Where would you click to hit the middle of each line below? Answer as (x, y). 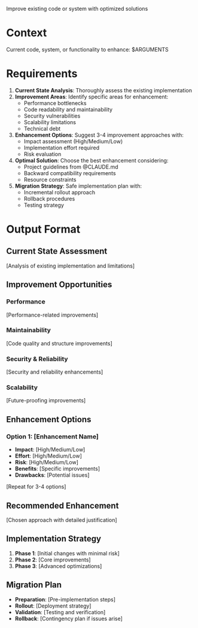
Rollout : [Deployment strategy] (53, 606)
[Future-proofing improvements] (46, 401)
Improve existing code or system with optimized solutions (77, 9)
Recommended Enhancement (63, 505)
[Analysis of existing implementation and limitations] (71, 266)
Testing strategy (44, 205)
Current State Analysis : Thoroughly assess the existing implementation (103, 90)
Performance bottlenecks (55, 103)
